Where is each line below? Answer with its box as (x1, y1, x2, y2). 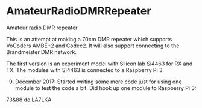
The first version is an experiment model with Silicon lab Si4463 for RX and (6, 60, 193, 67)
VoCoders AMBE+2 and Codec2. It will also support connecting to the (6, 42, 180, 49)
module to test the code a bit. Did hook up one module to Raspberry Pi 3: (14, 84, 197, 91)
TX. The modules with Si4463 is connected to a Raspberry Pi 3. (6, 66, 165, 73)
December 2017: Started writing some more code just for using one (14, 78, 182, 85)
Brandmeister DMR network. (6, 48, 77, 55)
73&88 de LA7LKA (6, 96, 52, 103)
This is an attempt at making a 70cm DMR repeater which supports (6, 35, 172, 43)
